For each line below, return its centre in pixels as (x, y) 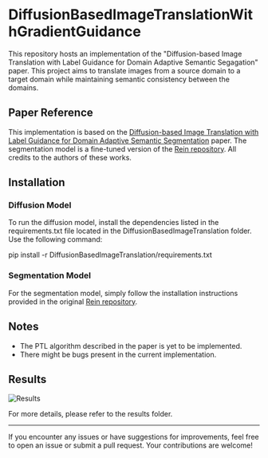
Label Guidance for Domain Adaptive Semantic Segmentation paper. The (128, 140)
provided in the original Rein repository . (73, 302)
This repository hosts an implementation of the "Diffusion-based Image (125, 53)
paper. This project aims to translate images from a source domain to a (124, 70)
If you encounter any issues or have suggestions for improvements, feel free (134, 437)
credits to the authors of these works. (70, 157)
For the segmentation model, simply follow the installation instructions (123, 293)
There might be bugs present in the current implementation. (118, 354)
